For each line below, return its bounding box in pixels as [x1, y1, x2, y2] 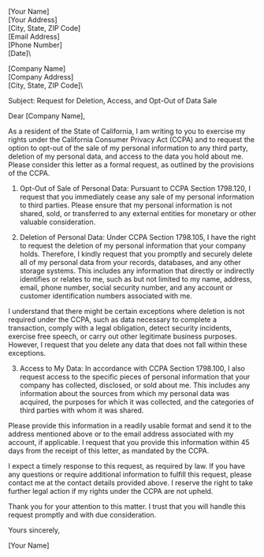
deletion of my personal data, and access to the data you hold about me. [8, 151, 244, 161]
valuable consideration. [19, 217, 96, 226]
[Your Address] [8, 15, 58, 24]
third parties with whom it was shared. [19, 406, 144, 415]
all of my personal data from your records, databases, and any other [19, 258, 242, 267]
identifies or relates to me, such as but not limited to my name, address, [19, 275, 252, 283]
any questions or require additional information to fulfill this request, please [8, 469, 252, 479]
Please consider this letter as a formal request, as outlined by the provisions [8, 160, 255, 169]
